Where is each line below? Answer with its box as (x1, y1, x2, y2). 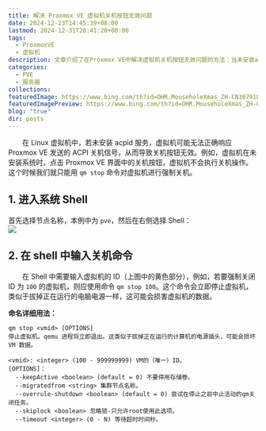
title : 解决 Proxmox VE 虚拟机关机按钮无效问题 (8, 11, 153, 20)
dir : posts (8, 115, 44, 123)
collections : (8, 85, 51, 94)
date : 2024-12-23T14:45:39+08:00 (8, 19, 119, 27)
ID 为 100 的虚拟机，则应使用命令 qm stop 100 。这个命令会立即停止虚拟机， (8, 281, 253, 291)
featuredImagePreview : (8, 100, 83, 108)
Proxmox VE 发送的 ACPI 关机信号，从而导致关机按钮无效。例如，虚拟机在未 (8, 148, 257, 157)
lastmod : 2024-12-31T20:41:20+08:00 (8, 26, 129, 34)
